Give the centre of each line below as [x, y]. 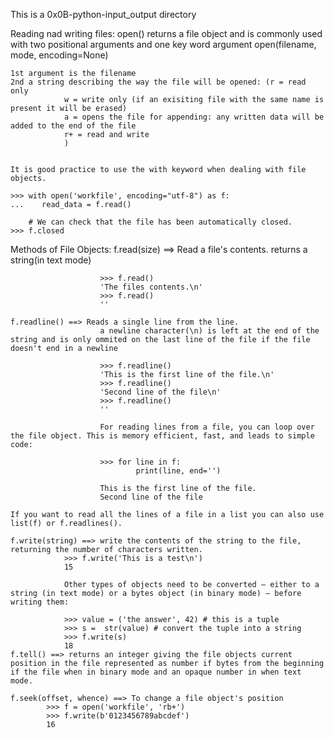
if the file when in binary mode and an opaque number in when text [156, 672]
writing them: [40, 602]
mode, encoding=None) [59, 55]
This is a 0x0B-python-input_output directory [103, 14]
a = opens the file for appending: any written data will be [194, 117]
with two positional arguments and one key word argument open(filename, [163, 44]
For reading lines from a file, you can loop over [207, 427]
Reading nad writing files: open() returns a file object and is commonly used [166, 33]
